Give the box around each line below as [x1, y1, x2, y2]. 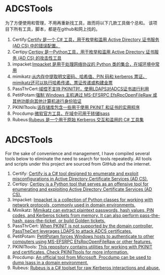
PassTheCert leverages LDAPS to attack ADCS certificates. [12, 228, 132, 234]
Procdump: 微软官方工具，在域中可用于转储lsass [12, 110, 110, 116]
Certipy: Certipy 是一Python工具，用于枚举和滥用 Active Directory [12, 49, 145, 55]
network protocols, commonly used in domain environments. [12, 202, 135, 207]
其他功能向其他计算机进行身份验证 [12, 98, 82, 104]
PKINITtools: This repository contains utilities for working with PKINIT [12, 243, 153, 249]
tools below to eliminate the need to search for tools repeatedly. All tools [5, 156, 152, 162]
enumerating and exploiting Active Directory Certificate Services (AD [12, 186, 152, 192]
